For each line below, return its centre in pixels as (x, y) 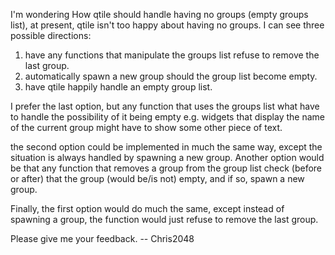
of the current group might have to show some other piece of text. (146, 127)
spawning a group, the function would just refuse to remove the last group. (164, 219)
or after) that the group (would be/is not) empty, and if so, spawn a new (157, 178)
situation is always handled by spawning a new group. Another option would (167, 157)
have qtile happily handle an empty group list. (118, 87)
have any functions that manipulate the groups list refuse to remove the (172, 55)
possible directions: (51, 35)
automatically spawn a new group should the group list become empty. (171, 76)
